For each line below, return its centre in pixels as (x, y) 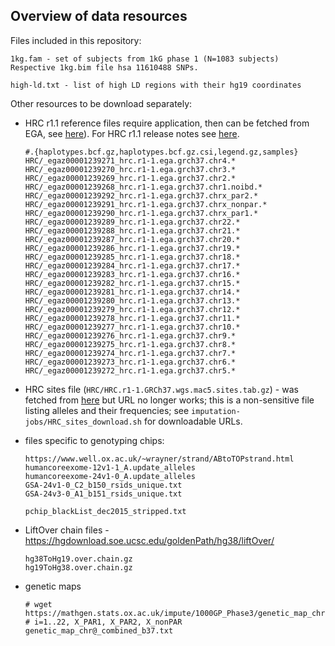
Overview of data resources (99, 16)
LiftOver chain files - (67, 530)
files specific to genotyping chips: (94, 440)
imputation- (216, 411)
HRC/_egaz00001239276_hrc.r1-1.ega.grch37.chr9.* (130, 335)
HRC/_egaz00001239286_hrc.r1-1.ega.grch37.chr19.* (132, 248)
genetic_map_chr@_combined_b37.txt (99, 630)
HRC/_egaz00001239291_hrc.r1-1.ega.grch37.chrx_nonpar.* (146, 204)
